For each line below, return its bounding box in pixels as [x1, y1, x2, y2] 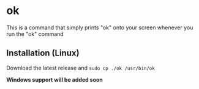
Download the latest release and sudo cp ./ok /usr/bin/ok [6, 64, 155, 71]
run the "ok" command [6, 30, 64, 37]
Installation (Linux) [6, 48, 80, 59]
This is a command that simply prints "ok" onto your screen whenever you [6, 24, 193, 31]
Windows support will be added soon [6, 76, 103, 83]
